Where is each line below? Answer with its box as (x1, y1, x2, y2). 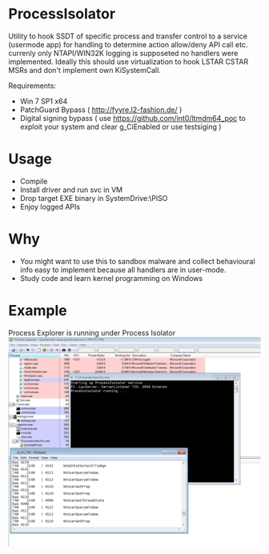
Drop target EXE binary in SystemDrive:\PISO (19, 193, 168, 203)
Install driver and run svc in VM (19, 185, 123, 195)
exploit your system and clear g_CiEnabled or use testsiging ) (19, 122, 222, 131)
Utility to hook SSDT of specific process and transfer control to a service (8, 31, 248, 41)
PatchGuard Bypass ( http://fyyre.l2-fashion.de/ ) (19, 105, 183, 114)
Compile (19, 176, 48, 186)
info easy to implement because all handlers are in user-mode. (19, 265, 227, 275)
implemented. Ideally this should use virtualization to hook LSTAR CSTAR (8, 57, 249, 66)
